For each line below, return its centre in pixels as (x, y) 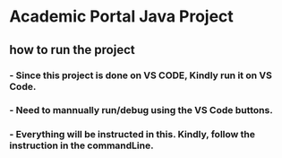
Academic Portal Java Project (122, 17)
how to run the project (73, 50)
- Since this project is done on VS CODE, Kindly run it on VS (141, 75)
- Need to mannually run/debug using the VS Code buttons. (141, 110)
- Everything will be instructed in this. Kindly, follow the (132, 135)
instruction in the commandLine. (81, 145)
